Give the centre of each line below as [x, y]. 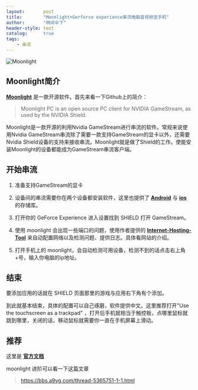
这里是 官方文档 [25, 356]
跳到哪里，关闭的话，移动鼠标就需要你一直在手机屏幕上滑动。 [81, 320]
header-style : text [30, 28]
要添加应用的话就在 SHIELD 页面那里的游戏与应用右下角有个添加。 [87, 293]
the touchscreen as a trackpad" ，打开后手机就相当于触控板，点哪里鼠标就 [97, 313]
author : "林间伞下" [36, 22]
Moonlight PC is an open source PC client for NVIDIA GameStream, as [106, 108]
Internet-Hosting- [169, 230]
